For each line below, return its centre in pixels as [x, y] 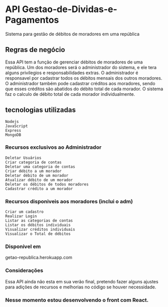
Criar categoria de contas [33, 162]
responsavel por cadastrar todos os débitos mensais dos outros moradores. [84, 78]
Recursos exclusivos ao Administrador [53, 147]
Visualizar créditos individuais [40, 230]
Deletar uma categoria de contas [40, 167]
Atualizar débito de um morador [39, 180]
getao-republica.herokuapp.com [39, 258]
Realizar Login [21, 216]
